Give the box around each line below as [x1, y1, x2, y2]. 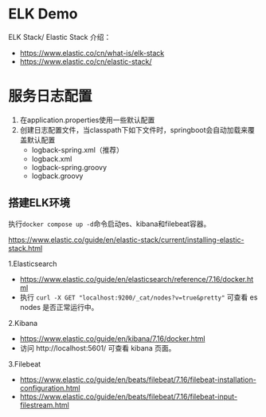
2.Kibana [8, 318, 38, 328]
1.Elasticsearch [8, 259, 57, 268]
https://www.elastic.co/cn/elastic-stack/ [19, 57, 153, 66]
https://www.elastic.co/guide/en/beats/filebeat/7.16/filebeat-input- [19, 391, 237, 401]
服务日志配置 [8, 87, 93, 105]
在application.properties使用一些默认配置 [19, 115, 155, 125]
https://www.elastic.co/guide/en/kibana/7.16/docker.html [19, 333, 205, 344]
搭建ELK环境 [8, 197, 70, 210]
